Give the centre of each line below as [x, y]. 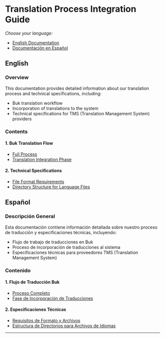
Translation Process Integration [71, 9]
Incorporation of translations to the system [55, 108]
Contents [16, 132]
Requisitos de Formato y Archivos [46, 320]
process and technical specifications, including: [53, 93]
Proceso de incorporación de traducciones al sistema [66, 247]
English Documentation [36, 42]
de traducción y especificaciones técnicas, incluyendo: [61, 232]
